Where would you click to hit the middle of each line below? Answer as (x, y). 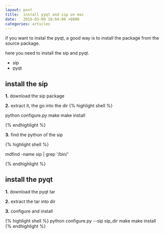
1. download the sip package (35, 96)
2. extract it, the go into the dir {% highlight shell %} (59, 106)
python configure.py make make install (45, 115)
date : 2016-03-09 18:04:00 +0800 (42, 19)
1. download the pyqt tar (30, 191)
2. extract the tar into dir (30, 201)
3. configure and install (29, 211)
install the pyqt (29, 180)
